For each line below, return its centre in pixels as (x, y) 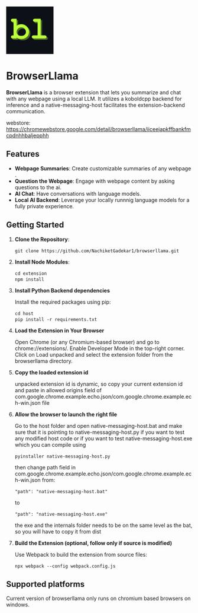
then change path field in (45, 467)
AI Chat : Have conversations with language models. (78, 193)
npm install (29, 279)
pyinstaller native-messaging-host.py (62, 456)
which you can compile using (50, 444)
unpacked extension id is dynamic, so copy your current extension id (99, 384)
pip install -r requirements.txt (56, 319)
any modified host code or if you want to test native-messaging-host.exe (103, 438)
